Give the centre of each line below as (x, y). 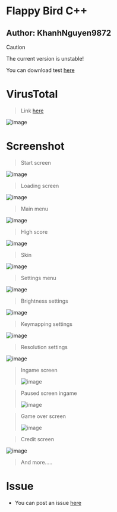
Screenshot (35, 146)
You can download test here (41, 70)
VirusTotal (32, 94)
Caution (16, 47)
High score (34, 232)
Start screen (36, 162)
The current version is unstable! (45, 59)
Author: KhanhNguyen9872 (59, 33)
